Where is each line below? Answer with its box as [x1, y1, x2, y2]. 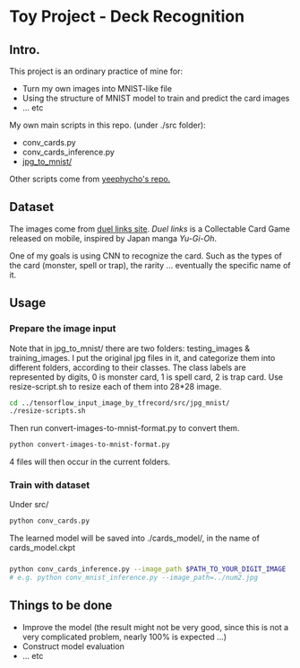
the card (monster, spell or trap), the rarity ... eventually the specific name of [9, 259, 291, 270]
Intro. [9, 42, 40, 57]
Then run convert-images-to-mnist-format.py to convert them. [9, 423, 240, 434]
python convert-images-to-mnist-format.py [9, 440, 170, 450]
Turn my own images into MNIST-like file [21, 83, 173, 93]
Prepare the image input [9, 322, 116, 335]
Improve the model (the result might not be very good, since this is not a [21, 621, 289, 632]
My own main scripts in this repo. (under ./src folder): [9, 119, 206, 130]
